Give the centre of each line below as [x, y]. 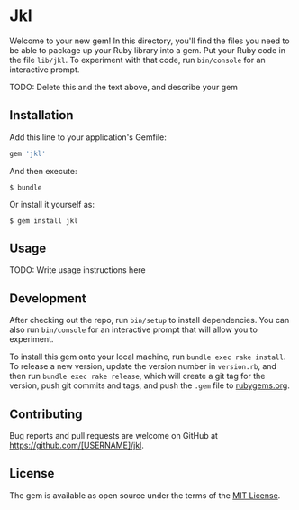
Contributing [46, 414]
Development [48, 298]
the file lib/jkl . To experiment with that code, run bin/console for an [137, 60]
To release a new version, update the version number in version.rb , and [143, 366]
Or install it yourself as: [52, 204]
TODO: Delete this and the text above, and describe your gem [124, 87]
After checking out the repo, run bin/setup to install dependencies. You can [149, 320]
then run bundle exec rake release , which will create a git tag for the [137, 376]
